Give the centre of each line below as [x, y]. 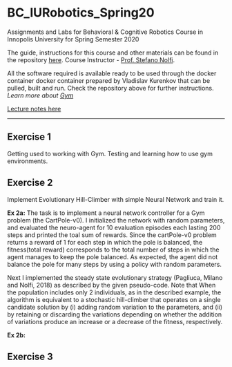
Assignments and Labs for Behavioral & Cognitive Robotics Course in [105, 32]
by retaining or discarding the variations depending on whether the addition [115, 314]
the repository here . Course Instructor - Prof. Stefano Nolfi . [91, 59]
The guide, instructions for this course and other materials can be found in [113, 53]
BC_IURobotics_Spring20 [81, 13]
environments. [28, 161]
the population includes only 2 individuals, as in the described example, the [114, 292]
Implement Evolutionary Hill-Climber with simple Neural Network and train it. [116, 199]
